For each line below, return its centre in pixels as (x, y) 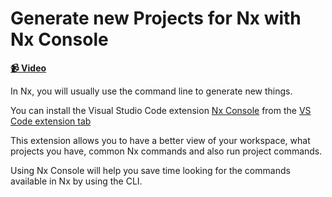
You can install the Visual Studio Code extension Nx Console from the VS (161, 110)
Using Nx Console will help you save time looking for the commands (150, 170)
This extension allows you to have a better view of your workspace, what (160, 140)
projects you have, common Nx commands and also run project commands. (166, 151)
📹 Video (28, 68)
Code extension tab (51, 121)
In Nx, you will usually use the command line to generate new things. (151, 91)
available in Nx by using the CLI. (76, 181)
